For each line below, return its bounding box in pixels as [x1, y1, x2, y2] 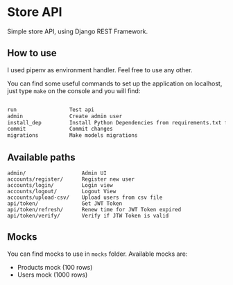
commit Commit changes [7, 126, 113, 133]
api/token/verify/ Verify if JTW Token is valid [7, 212, 169, 219]
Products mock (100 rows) [17, 263, 93, 271]
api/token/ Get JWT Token [7, 199, 123, 207]
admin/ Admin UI [7, 170, 107, 177]
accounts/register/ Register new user [7, 175, 135, 183]
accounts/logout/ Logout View [7, 188, 116, 195]
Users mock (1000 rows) [17, 270, 88, 279]
